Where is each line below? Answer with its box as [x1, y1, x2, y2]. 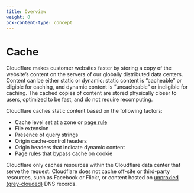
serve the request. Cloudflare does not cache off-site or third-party [6, 168, 170, 175]
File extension [14, 125, 49, 132]
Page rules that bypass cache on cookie [14, 150, 113, 157]
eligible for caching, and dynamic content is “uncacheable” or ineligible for [6, 83, 188, 90]
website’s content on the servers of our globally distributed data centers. [6, 71, 183, 78]
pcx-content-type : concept [6, 19, 73, 25]
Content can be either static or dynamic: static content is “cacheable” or [6, 77, 182, 84]
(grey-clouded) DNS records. [6, 181, 77, 188]
